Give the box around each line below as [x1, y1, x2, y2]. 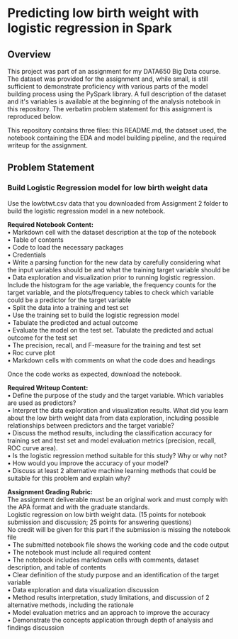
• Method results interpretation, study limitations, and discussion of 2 [7, 593, 210, 601]
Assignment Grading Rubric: [7, 487, 93, 496]
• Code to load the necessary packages [7, 243, 124, 251]
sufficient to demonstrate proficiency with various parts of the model [7, 82, 208, 90]
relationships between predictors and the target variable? [7, 421, 175, 430]
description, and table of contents [7, 562, 106, 572]
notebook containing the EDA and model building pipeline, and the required [7, 133, 227, 142]
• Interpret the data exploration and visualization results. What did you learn [7, 406, 229, 414]
